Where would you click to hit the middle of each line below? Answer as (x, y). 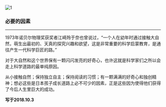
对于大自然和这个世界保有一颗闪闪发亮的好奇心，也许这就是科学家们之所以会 (83, 60)
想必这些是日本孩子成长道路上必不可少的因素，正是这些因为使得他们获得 (87, 83)
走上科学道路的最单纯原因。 (33, 67)
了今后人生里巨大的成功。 (31, 89)
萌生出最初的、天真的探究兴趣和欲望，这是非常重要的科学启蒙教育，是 (85, 44)
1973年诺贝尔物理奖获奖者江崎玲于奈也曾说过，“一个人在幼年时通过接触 (78, 37)
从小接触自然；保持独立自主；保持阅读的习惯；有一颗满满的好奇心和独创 (79, 77)
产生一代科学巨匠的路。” (33, 50)
